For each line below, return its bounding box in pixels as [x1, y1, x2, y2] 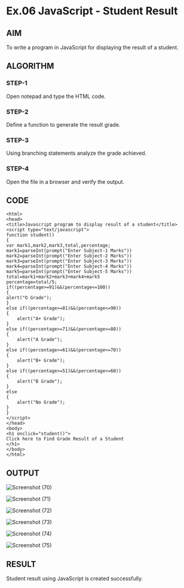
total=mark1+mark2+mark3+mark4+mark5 [6, 274, 100, 280]
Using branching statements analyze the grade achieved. [6, 149, 147, 157]
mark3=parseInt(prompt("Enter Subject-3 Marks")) [6, 258, 133, 264]
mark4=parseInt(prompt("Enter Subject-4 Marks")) [6, 264, 133, 269]
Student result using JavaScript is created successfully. [6, 575, 143, 582]
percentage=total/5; [6, 279, 58, 285]
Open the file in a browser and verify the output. [6, 178, 124, 185]
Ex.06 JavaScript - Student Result [6, 4, 178, 18]
